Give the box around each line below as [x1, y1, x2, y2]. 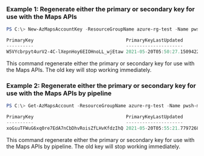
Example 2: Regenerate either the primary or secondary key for [6, 81, 196, 90]
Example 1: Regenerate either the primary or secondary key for [6, 5, 195, 13]
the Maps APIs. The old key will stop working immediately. [6, 66, 152, 73]
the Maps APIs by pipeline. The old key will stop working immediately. [6, 143, 181, 150]
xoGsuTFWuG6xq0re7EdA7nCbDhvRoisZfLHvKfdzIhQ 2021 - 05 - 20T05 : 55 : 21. [6, 125, 181, 131]
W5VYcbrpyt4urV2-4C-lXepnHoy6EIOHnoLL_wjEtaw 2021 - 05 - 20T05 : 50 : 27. [6, 48, 181, 55]
